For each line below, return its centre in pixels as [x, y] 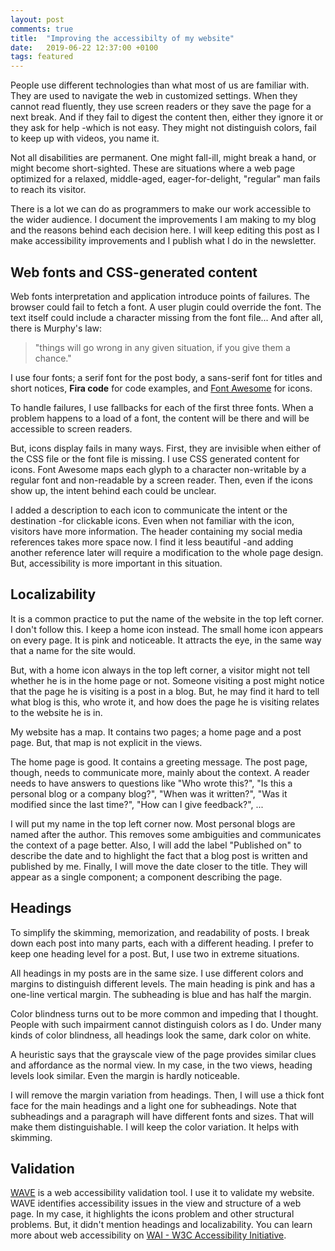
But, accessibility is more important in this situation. [116, 563]
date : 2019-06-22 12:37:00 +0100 [84, 47]
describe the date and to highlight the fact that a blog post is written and [159, 855]
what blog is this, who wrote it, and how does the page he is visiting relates [165, 702]
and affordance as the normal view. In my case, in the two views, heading [161, 1065]
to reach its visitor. [48, 190]
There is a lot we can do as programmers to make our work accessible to [161, 209]
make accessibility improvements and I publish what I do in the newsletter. [163, 241]
